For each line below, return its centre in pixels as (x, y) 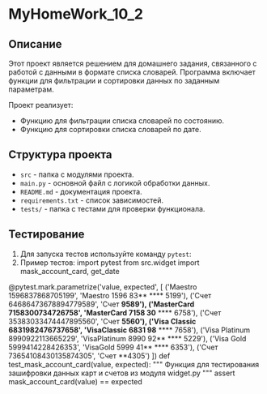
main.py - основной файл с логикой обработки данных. (115, 182)
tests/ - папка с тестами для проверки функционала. (112, 208)
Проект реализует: (41, 105)
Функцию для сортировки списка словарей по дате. (111, 129)
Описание (35, 44)
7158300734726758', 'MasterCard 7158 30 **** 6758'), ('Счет (115, 312)
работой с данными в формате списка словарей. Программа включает (132, 72)
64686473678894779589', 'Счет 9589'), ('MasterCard (102, 304)
